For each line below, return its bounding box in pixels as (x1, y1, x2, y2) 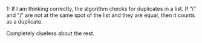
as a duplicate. (6, 18, 43, 25)
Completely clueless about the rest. (6, 30, 95, 37)
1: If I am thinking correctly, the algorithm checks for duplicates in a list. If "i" (6, 5, 197, 12)
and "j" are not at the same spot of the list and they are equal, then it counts (6, 12, 195, 19)
